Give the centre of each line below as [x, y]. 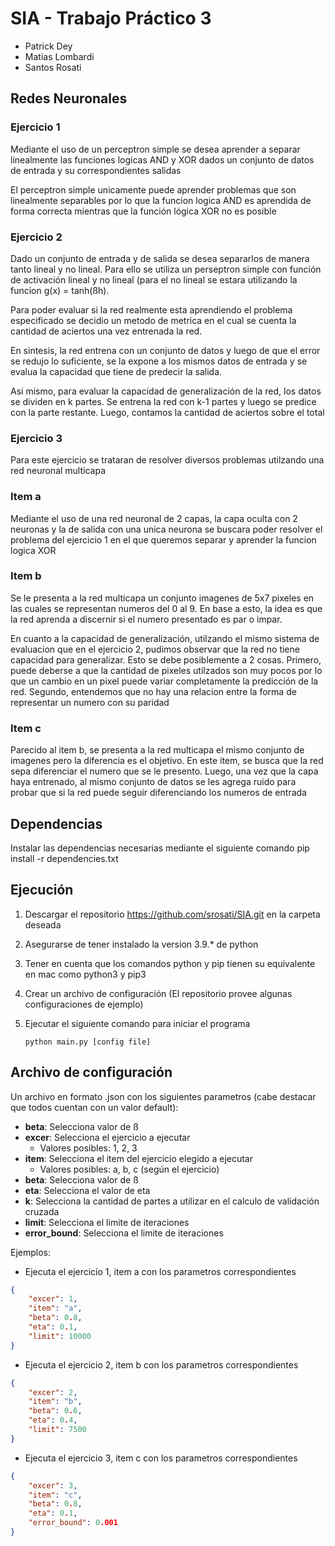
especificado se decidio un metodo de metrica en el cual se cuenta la [153, 320]
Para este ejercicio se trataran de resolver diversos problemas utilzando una [167, 460]
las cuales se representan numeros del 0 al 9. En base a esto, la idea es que [166, 608]
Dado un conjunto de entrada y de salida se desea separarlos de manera [160, 258]
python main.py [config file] [88, 1042]
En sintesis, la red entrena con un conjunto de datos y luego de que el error [165, 350]
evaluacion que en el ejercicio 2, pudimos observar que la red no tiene [155, 649]
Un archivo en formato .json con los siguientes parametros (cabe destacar [163, 1096]
